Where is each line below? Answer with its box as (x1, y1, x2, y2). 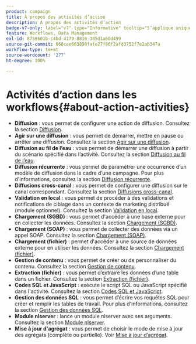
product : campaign (6, 8, 51, 15)
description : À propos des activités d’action (6, 19, 121, 25)
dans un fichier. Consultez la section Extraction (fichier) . (14, 275, 150, 282)
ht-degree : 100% (6, 57, 45, 63)
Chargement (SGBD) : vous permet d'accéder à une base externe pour (14, 213, 186, 220)
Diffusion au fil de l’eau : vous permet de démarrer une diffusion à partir (14, 145, 189, 152)
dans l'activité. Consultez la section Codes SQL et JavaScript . (14, 288, 163, 295)
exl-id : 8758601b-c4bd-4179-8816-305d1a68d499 (6, 36, 121, 42)
